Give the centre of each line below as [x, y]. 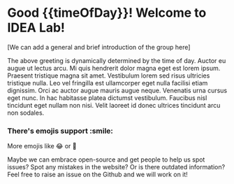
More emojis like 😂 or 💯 [42, 146]
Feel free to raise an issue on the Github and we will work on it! [98, 175]
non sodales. [26, 113]
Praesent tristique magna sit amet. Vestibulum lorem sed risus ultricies [109, 76]
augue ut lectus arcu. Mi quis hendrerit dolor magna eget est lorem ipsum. [114, 68]
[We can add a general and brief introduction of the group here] [99, 47]
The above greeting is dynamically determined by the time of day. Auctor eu [117, 60]
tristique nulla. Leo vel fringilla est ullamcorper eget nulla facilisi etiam [108, 83]
